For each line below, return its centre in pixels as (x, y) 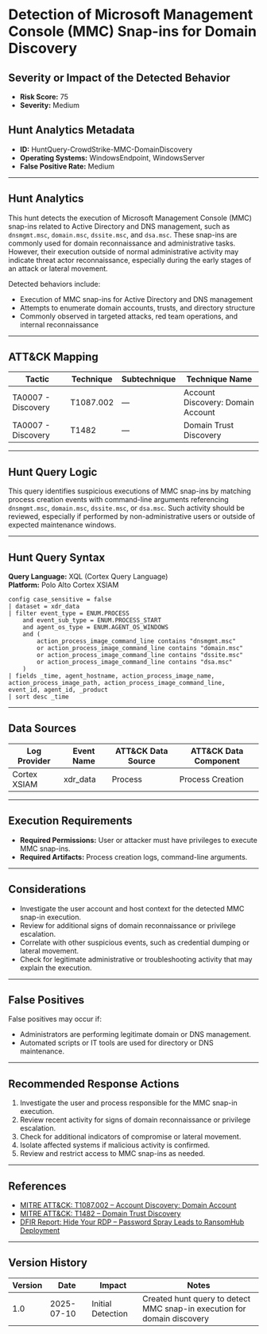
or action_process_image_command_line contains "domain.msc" (140, 648)
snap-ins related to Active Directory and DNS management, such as (119, 226)
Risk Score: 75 (44, 97)
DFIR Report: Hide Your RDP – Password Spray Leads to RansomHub (132, 1222)
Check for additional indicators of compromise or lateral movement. (130, 1137)
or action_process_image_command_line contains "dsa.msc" (135, 662)
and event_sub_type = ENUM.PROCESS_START (92, 621)
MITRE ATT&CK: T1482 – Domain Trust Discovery (100, 1213)
